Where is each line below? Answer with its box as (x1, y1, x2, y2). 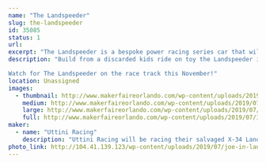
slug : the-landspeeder (8, 19, 83, 27)
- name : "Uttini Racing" (15, 128, 97, 136)
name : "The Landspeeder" (8, 11, 90, 20)
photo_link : (8, 143, 47, 150)
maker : (8, 121, 30, 129)
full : (22, 113, 41, 122)
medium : (22, 99, 47, 107)
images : (8, 84, 34, 92)
